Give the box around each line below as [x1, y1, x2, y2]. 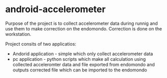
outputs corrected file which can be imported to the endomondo [12, 67, 147, 73]
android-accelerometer [5, 4, 106, 15]
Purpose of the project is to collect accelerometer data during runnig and [5, 20, 158, 26]
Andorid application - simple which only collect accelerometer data [12, 51, 153, 57]
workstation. [5, 31, 31, 37]
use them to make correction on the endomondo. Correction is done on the [5, 25, 162, 31]
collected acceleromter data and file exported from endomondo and [12, 61, 155, 67]
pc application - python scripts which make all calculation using [12, 56, 146, 62]
